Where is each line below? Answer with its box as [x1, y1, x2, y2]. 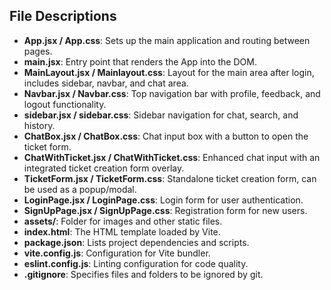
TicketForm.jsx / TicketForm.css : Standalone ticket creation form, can [23, 172, 317, 184]
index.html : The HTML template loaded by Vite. [23, 225, 221, 238]
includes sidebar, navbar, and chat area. [23, 77, 189, 89]
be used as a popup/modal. [23, 183, 137, 195]
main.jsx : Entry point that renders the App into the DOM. [23, 55, 257, 68]
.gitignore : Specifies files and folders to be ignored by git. [23, 268, 264, 280]
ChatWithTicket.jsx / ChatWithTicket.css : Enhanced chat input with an [23, 151, 321, 163]
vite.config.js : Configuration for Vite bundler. [23, 247, 211, 259]
